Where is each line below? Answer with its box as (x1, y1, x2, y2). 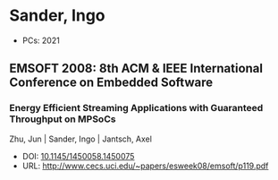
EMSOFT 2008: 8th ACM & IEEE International (9, 61, 264, 76)
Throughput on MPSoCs (9, 113, 116, 125)
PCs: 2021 (21, 35, 60, 46)
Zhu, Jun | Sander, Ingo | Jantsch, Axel (9, 133, 152, 144)
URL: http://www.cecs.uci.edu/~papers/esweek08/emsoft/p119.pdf (21, 160, 269, 171)
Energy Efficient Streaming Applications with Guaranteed (9, 102, 264, 115)
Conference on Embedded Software (9, 75, 213, 90)
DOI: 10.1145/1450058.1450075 (21, 150, 135, 161)
